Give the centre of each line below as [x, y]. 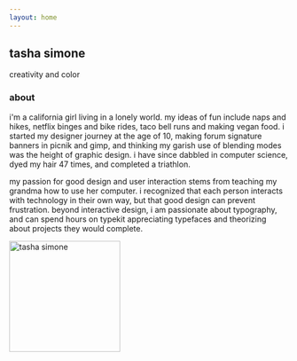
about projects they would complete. [76, 228]
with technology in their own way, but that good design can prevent [132, 200]
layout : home [33, 17]
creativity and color [45, 75]
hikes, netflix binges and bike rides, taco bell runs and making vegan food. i [147, 126]
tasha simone [47, 54]
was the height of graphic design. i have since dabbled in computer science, [148, 154]
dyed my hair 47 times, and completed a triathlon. [100, 164]
